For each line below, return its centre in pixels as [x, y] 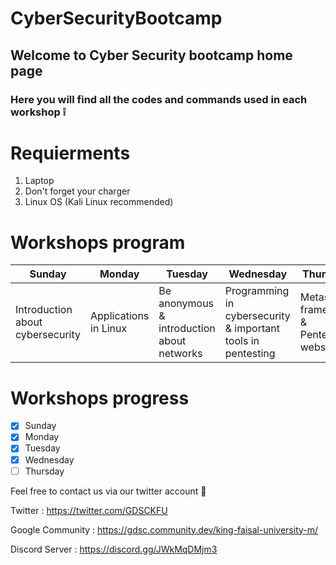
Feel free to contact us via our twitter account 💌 [108, 491]
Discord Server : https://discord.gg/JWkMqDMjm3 [114, 549]
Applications [120, 316]
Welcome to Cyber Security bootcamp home [151, 55]
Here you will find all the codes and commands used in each [159, 99]
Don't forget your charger [77, 191]
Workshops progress [100, 398]
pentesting [250, 354]
